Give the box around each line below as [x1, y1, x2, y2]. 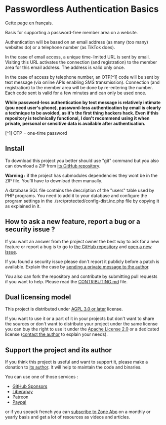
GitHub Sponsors [12, 383, 48, 389]
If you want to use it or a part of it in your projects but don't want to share [5, 316, 155, 321]
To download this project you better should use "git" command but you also [5, 158, 159, 163]
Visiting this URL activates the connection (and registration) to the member [5, 59, 157, 65]
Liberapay [12, 389, 33, 395]
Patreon [12, 394, 29, 400]
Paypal [12, 399, 27, 405]
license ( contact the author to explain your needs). [5, 331, 108, 337]
